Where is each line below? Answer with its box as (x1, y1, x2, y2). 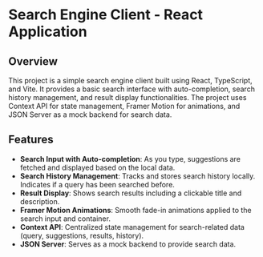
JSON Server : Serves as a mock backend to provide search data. (19, 239, 237, 249)
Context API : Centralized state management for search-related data (19, 222, 245, 231)
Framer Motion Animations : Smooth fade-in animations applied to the (19, 205, 252, 215)
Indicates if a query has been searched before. (19, 179, 175, 189)
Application (8, 22, 87, 41)
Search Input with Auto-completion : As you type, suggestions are (19, 154, 241, 163)
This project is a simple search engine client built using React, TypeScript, (8, 76, 253, 85)
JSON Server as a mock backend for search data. (8, 110, 172, 119)
